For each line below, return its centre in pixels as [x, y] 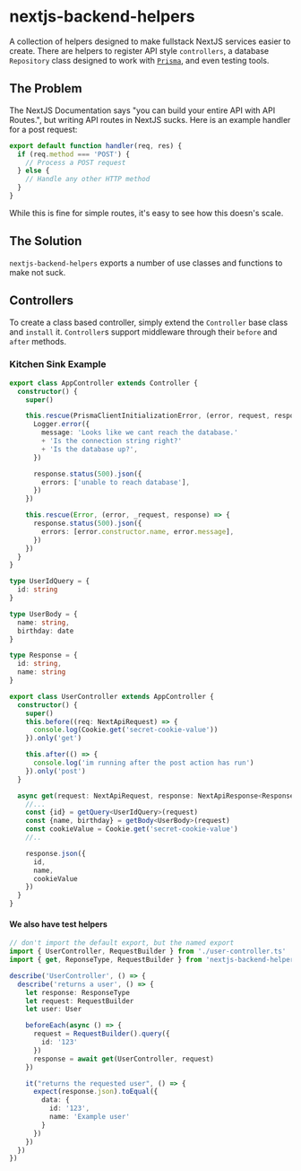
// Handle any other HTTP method [88, 179]
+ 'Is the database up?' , [90, 449]
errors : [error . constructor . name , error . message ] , [138, 531]
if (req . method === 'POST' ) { [73, 154]
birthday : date [46, 631]
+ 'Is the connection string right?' [112, 441]
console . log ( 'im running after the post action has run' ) [143, 763]
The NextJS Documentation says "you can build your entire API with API [142, 110]
